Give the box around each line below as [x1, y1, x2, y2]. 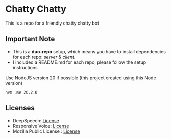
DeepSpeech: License [12, 117, 60, 123]
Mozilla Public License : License [12, 128, 80, 134]
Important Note [5, 35, 55, 43]
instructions [12, 64, 38, 71]
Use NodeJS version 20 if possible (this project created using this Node [5, 75, 157, 81]
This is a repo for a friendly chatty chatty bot [5, 20, 100, 26]
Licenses [5, 104, 35, 112]
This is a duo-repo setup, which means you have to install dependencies [12, 48, 166, 54]
